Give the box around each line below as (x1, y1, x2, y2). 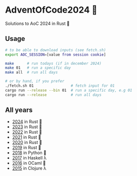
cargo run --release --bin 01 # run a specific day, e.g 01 (5, 88, 133, 93)
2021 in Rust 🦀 (12, 134, 42, 140)
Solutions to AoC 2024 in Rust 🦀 (5, 20, 70, 26)
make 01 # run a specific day (5, 65, 71, 70)
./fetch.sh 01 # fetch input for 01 (5, 83, 115, 88)
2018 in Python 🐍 (12, 150, 46, 156)
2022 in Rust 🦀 (12, 129, 43, 135)
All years (5, 106, 33, 114)
